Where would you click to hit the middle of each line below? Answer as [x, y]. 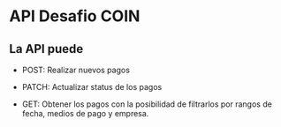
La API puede [46, 49]
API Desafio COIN [75, 16]
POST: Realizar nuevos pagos [76, 70]
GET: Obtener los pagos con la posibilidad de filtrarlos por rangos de [147, 104]
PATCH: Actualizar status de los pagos [92, 87]
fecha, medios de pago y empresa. [85, 113]
